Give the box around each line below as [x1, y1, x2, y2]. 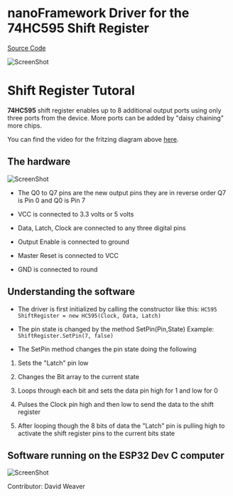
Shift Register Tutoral [7, 83, 135, 99]
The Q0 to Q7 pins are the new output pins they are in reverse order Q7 [17, 188, 226, 197]
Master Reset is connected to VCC [17, 251, 119, 259]
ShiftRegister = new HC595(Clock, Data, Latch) [17, 312, 161, 319]
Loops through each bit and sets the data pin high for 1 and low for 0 [17, 386, 218, 395]
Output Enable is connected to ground [17, 237, 130, 246]
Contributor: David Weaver [7, 482, 85, 491]
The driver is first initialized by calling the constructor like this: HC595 [17, 304, 217, 313]
